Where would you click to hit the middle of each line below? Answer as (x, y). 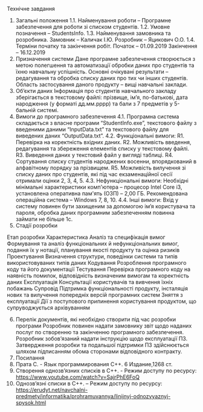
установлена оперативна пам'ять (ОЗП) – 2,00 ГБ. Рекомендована (101, 193)
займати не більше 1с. (44, 219)
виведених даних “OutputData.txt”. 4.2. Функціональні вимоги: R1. (100, 136)
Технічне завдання (31, 9)
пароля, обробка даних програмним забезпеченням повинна (95, 213)
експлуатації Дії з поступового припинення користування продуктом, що (102, 301)
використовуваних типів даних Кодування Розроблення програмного (97, 263)
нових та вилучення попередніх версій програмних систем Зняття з (95, 295)
